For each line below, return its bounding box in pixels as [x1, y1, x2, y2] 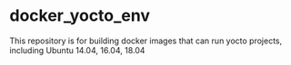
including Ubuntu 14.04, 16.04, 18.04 [9, 44, 145, 55]
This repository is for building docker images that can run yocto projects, [9, 35, 283, 46]
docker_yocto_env [9, 5, 151, 26]
